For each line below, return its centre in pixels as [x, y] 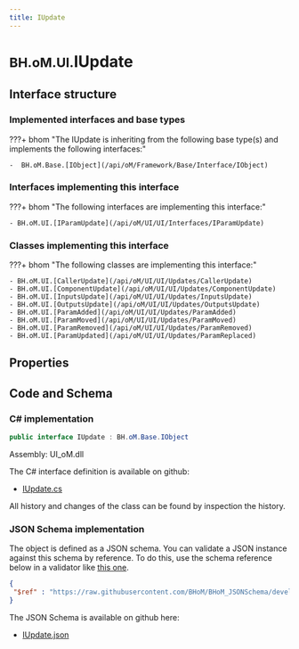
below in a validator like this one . [69, 568]
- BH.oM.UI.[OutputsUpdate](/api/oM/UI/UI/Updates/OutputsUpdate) [135, 305]
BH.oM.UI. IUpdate [71, 61]
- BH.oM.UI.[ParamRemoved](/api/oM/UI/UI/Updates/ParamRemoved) [131, 328]
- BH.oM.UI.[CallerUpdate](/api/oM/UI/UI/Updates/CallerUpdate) [131, 282]
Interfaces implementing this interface [94, 187]
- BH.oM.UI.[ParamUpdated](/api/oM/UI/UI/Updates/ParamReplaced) [133, 336]
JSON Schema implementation [77, 529]
